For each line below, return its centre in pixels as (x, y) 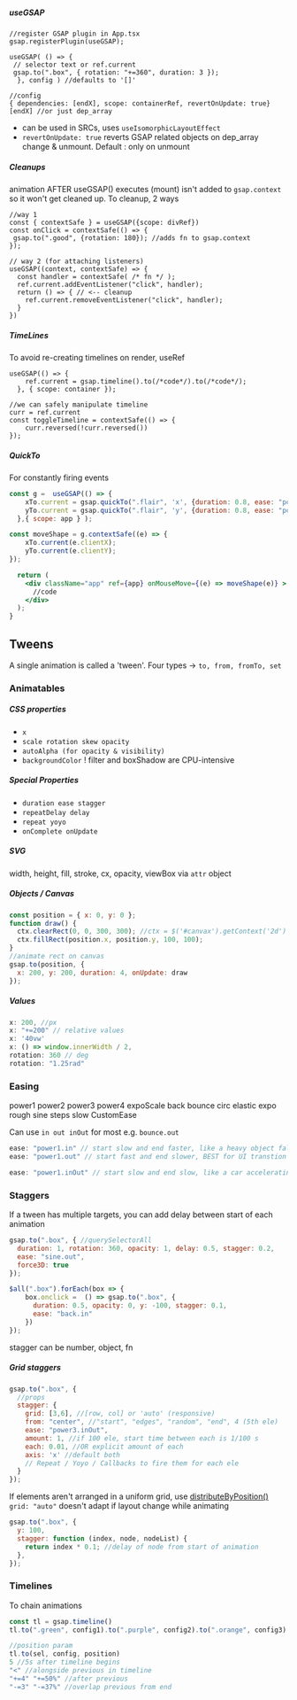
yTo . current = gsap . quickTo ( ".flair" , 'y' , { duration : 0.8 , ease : (150, 510)
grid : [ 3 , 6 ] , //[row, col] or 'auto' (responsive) (120, 1414)
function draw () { (43, 923)
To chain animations (46, 1605)
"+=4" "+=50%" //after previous (69, 1679)
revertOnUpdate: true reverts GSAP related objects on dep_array (140, 136)
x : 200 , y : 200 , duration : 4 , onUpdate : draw (103, 973)
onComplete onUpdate (60, 831)
